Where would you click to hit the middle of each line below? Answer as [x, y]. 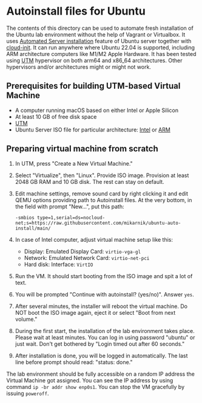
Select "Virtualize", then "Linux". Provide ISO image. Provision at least [102, 175]
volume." [26, 319]
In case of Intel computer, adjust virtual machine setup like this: [94, 239]
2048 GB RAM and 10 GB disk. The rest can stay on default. [90, 181]
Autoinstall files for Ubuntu [76, 11]
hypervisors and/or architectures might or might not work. [79, 67]
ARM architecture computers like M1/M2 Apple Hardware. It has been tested [101, 54]
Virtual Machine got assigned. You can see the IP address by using [90, 380]
